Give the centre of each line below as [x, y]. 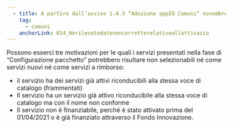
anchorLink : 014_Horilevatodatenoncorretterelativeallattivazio [114, 33]
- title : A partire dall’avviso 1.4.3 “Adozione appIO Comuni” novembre [120, 13]
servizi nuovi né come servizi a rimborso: [65, 67]
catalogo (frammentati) [49, 88]
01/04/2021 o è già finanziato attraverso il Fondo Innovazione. [105, 118]
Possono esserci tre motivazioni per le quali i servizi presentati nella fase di [114, 53]
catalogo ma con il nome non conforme [73, 103]
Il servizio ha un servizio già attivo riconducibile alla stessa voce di [112, 95]
